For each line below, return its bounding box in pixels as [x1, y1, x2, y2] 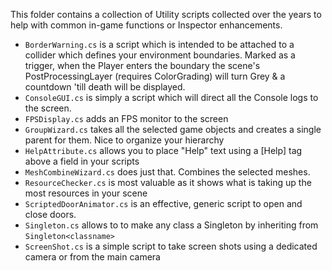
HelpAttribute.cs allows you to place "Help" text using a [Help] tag [24, 145, 303, 156]
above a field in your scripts [24, 155, 140, 167]
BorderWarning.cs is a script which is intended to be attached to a [24, 39, 295, 50]
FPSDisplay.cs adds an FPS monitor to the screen [24, 113, 229, 124]
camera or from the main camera [24, 251, 161, 263]
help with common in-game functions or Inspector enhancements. [10, 19, 283, 31]
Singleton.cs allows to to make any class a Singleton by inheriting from [24, 219, 319, 231]
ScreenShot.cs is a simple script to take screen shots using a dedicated [24, 240, 318, 252]
